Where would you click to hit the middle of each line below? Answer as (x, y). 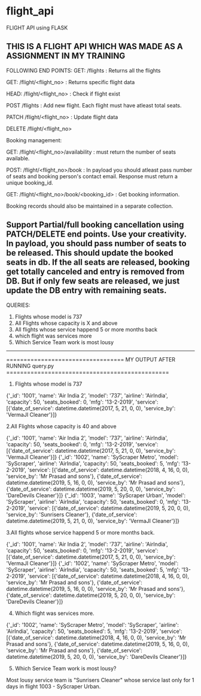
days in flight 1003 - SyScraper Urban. (54, 686)
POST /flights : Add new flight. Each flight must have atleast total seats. (94, 105)
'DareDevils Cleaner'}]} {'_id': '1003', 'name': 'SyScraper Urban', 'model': (96, 495)
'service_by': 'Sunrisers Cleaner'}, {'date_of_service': (72, 514)
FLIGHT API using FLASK (37, 28)
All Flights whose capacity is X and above (66, 323)
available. (18, 158)
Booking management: (34, 140)
